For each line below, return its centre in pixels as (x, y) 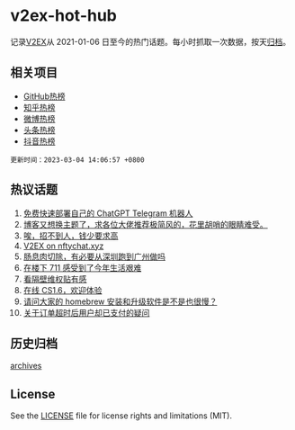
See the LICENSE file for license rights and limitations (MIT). (121, 416)
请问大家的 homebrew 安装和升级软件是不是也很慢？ (120, 301)
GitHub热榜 (44, 96)
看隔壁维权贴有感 (55, 279)
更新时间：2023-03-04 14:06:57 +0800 (77, 160)
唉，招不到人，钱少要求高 (71, 236)
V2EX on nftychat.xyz (63, 246)
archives (26, 366)
